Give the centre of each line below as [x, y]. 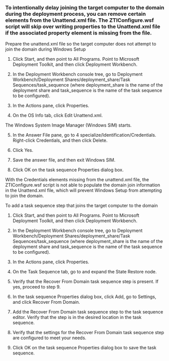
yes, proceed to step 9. [37, 287]
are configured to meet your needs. [49, 338]
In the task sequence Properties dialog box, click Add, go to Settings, [84, 297]
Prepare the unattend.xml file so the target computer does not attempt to [81, 44]
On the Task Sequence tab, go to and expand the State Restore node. [85, 272]
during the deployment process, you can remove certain [76, 14]
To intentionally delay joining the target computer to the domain [85, 8]
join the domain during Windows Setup [46, 49]
